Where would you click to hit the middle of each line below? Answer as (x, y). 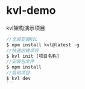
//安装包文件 (20, 62)
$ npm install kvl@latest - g (43, 45)
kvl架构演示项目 (26, 28)
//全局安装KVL (22, 39)
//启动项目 (18, 73)
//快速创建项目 (23, 51)
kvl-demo (31, 11)
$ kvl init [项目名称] (33, 56)
